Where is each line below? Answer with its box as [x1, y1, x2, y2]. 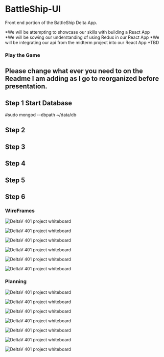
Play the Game [5, 51, 41, 58]
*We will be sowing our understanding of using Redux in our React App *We [5, 34, 160, 40]
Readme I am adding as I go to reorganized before [5, 74, 159, 83]
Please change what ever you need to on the [5, 67, 143, 75]
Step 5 [5, 176, 25, 184]
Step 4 [5, 159, 26, 167]
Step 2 [5, 126, 25, 134]
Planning [5, 278, 27, 285]
